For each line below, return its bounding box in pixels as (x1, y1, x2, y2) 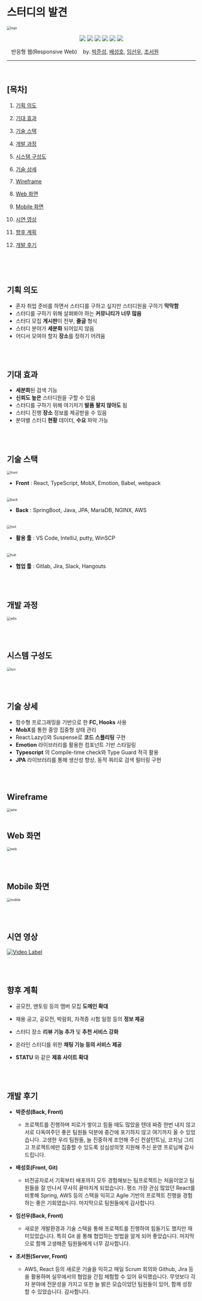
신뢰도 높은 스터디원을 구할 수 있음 (15, 394, 96, 401)
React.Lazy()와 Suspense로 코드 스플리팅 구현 (15, 734, 126, 741)
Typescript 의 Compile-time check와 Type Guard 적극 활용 (15, 749, 159, 756)
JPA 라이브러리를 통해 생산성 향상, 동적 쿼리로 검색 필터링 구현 (15, 756, 161, 763)
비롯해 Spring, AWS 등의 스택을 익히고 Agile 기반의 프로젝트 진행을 (24, 1191, 182, 1199)
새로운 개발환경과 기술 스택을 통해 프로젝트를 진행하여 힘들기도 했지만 (24, 1225, 186, 1232)
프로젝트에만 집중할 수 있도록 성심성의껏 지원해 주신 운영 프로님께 (31, 1143, 183, 1151)
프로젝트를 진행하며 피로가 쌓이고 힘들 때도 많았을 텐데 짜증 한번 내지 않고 (24, 1120, 196, 1128)
